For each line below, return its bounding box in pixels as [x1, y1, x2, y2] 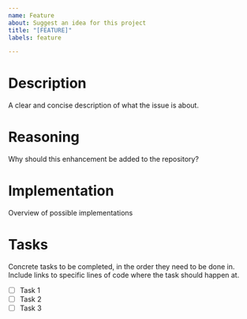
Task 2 [19, 295, 42, 304]
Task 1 [19, 286, 41, 295]
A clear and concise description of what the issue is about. [8, 100, 200, 111]
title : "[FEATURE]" [8, 26, 73, 34]
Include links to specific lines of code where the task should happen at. [8, 270, 240, 280]
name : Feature [8, 11, 55, 20]
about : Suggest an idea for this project [8, 19, 147, 27]
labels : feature [8, 33, 62, 42]
